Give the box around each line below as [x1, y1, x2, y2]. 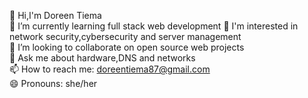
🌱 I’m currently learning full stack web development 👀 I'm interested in [9, 20, 299, 32]
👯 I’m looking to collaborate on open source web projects [9, 41, 245, 53]
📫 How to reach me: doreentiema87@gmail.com [9, 63, 211, 75]
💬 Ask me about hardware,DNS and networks [9, 52, 196, 64]
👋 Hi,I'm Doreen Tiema [9, 10, 102, 21]
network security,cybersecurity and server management [9, 31, 242, 42]
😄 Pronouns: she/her [9, 78, 98, 89]
